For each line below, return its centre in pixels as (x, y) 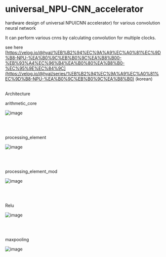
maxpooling (17, 239)
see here (14, 47)
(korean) (144, 79)
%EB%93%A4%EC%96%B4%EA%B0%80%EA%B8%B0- (65, 63)
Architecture (18, 94)
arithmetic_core (21, 103)
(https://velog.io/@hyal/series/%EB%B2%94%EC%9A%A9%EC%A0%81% (82, 73)
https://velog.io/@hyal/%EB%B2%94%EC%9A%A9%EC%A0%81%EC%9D (84, 52)
